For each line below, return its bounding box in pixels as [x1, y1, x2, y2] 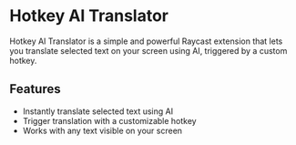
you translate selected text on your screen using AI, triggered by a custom [9, 45, 288, 56]
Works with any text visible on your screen [22, 125, 183, 136]
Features [9, 81, 61, 97]
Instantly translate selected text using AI [22, 106, 174, 117]
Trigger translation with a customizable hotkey [22, 115, 198, 126]
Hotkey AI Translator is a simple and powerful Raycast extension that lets [9, 36, 283, 47]
